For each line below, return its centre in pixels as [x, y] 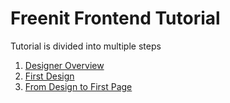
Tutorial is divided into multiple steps [86, 46]
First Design [49, 76]
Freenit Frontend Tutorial [115, 18]
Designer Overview [64, 65]
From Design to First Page [78, 86]
